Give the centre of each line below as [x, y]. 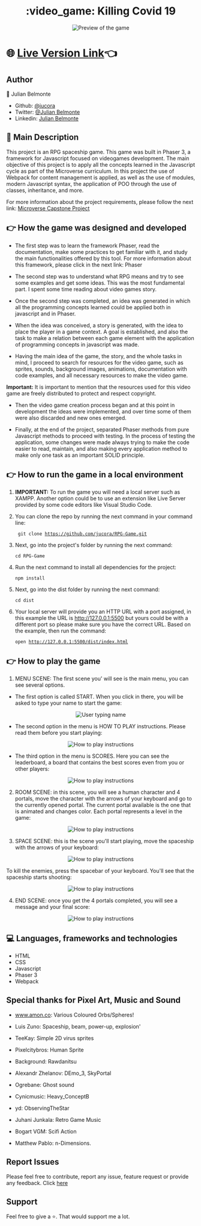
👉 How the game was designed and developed [97, 228]
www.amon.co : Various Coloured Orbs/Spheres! [74, 1015]
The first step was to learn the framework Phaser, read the [87, 246]
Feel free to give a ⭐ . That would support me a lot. [68, 1216]
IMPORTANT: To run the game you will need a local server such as [97, 492]
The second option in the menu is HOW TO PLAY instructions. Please [100, 726]
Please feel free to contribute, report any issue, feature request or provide [97, 1176]
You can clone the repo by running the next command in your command [104, 516]
